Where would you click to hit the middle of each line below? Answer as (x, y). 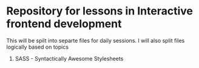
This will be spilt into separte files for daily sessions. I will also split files (96, 40)
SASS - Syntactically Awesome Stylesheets (69, 58)
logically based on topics (37, 47)
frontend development (64, 24)
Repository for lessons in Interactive (99, 11)
